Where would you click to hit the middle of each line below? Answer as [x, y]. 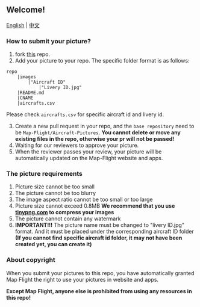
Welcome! [26, 10]
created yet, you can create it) [53, 244]
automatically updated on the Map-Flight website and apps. [89, 158]
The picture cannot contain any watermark [68, 219]
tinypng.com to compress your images [64, 212]
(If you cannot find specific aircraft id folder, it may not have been [98, 238]
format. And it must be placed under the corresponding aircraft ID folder [105, 232]
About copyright [31, 260]
